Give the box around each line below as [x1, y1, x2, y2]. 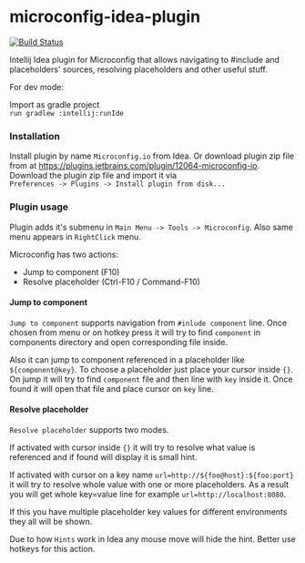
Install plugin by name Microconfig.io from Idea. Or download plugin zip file [9, 150, 294, 161]
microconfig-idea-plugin [9, 6, 201, 27]
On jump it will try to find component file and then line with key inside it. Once [9, 374, 293, 384]
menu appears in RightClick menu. [9, 230, 141, 242]
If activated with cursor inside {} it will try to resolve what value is [9, 442, 256, 453]
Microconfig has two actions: [9, 249, 118, 260]
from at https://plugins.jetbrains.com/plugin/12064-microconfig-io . [9, 160, 260, 171]
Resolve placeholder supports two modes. [9, 424, 169, 435]
